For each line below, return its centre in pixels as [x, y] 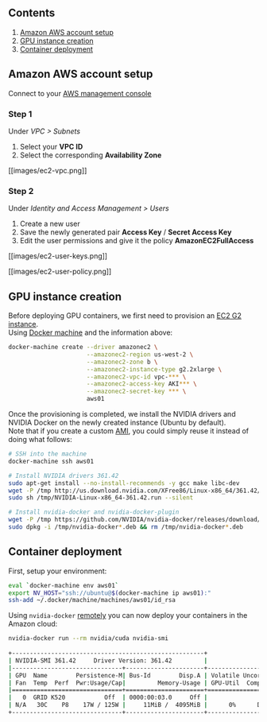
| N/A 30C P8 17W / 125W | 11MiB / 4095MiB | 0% [122, 705]
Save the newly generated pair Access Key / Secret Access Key [126, 232]
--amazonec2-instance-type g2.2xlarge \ [154, 369]
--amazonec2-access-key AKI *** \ [141, 384]
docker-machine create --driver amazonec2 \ [83, 347]
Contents [32, 13]
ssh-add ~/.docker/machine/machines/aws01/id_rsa [92, 600]
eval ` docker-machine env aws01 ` [64, 585]
